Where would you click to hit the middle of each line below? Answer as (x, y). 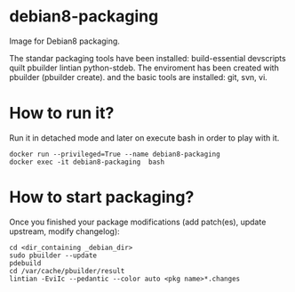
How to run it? (62, 114)
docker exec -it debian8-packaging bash (87, 162)
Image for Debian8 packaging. (64, 41)
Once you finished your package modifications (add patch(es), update (138, 222)
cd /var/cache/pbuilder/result (67, 271)
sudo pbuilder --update (53, 255)
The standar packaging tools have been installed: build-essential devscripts (147, 58)
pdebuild (25, 263)
